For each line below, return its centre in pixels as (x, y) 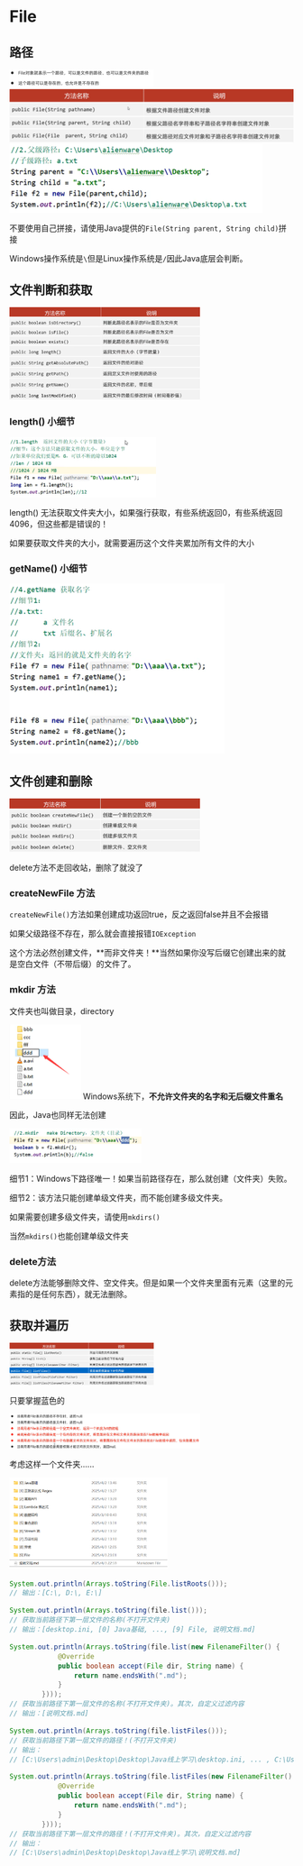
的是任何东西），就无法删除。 (78, 1294)
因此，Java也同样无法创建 (58, 1115)
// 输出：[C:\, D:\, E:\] (56, 1593)
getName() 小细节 (49, 568)
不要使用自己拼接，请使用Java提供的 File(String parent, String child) (144, 228)
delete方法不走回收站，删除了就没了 (76, 868)
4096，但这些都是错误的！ (59, 524)
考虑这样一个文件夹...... (52, 1464)
